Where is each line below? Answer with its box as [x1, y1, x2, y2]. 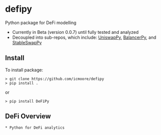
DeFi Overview [5, 112, 51, 121]
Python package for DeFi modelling [5, 20, 77, 26]
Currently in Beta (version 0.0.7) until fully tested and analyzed [12, 29, 139, 35]
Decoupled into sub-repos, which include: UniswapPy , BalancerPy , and [12, 34, 157, 40]
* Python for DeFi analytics [5, 125, 65, 130]
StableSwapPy [12, 39, 42, 45]
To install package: [5, 67, 43, 73]
